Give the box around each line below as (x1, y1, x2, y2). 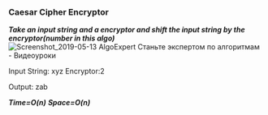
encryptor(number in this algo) (8, 33, 115, 43)
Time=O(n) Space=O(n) (8, 98, 91, 108)
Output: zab (8, 82, 49, 92)
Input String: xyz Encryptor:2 (8, 66, 106, 76)
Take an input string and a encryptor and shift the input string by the (8, 25, 245, 35)
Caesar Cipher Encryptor (8, 6, 110, 18)
